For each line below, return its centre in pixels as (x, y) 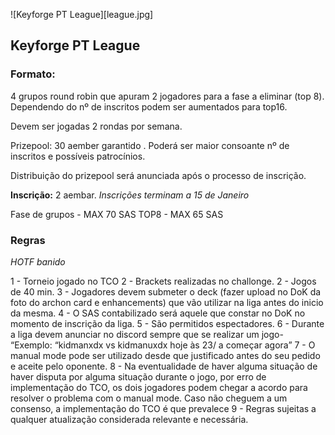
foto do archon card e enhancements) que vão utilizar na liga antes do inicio (167, 302)
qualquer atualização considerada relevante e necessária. (129, 419)
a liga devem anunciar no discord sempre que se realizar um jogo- (147, 334)
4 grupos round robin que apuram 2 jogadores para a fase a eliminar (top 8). (167, 96)
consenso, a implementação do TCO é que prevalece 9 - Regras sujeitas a (163, 408)
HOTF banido (38, 261)
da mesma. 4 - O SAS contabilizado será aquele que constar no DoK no (158, 313)
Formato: (33, 74)
